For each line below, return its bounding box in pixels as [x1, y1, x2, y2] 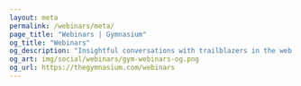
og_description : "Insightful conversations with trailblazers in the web [9, 47, 293, 56]
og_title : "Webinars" [9, 38, 91, 47]
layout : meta [9, 13, 59, 22]
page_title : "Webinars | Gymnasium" [9, 30, 147, 39]
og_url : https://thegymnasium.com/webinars [9, 64, 176, 73]
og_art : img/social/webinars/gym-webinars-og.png [9, 55, 200, 64]
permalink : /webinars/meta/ [9, 21, 115, 30]
